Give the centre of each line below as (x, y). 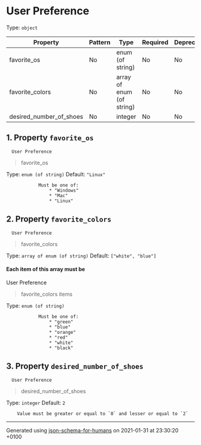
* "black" (61, 348)
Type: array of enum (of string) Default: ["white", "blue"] (81, 256)
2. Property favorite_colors (59, 219)
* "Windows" (64, 190)
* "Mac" (58, 195)
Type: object (22, 27)
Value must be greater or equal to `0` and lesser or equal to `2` (103, 413)
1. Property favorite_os (50, 138)
